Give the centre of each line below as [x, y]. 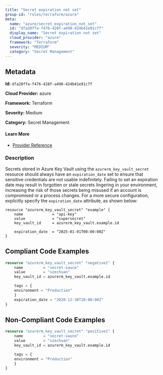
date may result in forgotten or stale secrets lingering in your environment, [81, 185]
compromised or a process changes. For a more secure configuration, [77, 195]
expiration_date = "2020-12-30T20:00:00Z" [59, 300]
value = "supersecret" [50, 218]
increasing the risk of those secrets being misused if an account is [73, 190]
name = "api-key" [46, 214]
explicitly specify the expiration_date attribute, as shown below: [72, 201]
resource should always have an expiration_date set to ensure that [74, 174]
